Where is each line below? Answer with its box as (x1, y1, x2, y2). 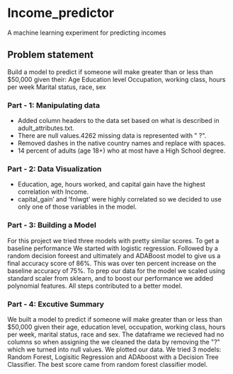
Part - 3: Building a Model (7, 221, 97, 230)
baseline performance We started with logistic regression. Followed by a (7, 244, 218, 252)
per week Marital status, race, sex (7, 83, 106, 91)
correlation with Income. (17, 187, 89, 196)
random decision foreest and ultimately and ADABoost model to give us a (7, 251, 221, 259)
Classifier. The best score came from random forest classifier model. (7, 360, 208, 368)
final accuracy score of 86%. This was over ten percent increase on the (7, 259, 217, 267)
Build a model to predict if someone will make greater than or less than (7, 67, 214, 76)
